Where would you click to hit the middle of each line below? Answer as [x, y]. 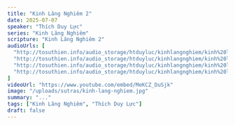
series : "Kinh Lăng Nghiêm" [48, 33]
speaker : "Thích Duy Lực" [45, 26]
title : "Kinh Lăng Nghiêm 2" [50, 14]
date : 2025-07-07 [33, 20]
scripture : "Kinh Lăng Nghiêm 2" [56, 40]
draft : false [26, 110]
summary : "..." [29, 98]
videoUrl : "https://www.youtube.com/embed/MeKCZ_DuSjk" [90, 85]
